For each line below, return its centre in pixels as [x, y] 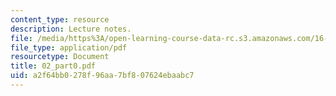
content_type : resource [60, 19]
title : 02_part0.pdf [53, 66]
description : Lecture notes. [71, 29]
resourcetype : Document [60, 57]
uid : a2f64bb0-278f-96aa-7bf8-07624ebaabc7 [102, 76]
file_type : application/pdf [69, 47]
